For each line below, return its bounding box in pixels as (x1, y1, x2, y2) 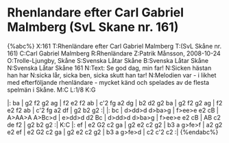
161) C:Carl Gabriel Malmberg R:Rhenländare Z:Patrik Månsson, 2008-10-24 (7, 49, 221, 57)
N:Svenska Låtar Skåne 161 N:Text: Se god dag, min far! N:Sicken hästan (7, 64, 212, 72)
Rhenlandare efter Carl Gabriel (7, 5, 184, 21)
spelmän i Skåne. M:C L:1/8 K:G (7, 86, 96, 94)
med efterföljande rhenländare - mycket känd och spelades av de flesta (7, 78, 210, 86)
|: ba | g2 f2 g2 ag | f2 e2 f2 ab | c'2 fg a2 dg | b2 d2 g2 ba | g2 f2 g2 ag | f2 (7, 99, 223, 107)
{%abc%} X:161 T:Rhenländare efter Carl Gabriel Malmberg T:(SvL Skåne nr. (7, 42, 221, 50)
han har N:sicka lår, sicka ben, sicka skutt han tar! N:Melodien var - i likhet (7, 70, 217, 79)
